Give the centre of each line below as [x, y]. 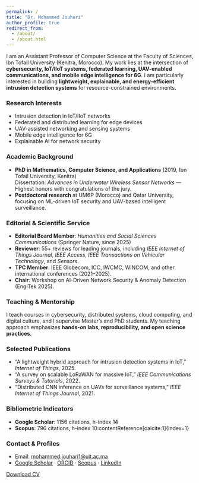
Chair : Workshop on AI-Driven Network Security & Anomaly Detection [100, 280]
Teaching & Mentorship [41, 302]
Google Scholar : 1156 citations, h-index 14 [67, 422]
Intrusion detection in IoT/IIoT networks [63, 116]
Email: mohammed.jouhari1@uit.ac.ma [61, 457]
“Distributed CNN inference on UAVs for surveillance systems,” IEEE [98, 387]
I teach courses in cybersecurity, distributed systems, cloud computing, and [99, 315]
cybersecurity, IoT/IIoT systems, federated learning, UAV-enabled [89, 69]
